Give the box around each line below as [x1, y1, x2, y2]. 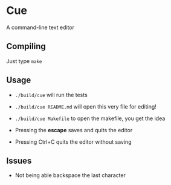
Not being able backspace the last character [15, 172, 126, 179]
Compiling [6, 41, 47, 52]
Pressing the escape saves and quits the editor [15, 126, 133, 133]
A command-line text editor [6, 24, 74, 31]
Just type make [6, 57, 42, 64]
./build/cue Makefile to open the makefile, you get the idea [15, 115, 166, 122]
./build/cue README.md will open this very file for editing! [15, 103, 157, 110]
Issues [6, 155, 32, 166]
